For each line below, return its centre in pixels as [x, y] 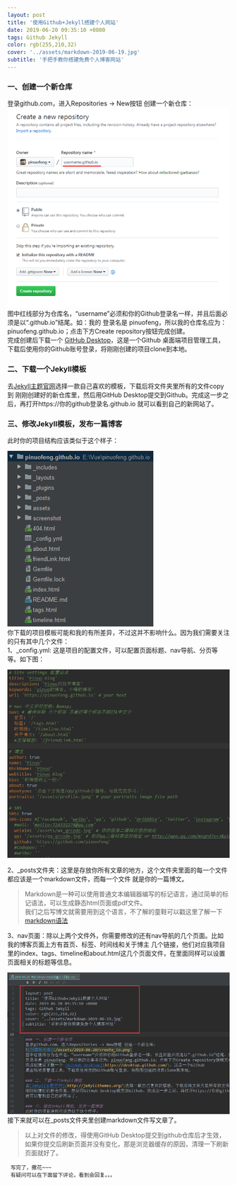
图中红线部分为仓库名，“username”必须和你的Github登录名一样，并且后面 [115, 314]
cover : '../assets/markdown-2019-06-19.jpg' [74, 52]
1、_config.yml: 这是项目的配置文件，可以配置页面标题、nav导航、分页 [110, 650]
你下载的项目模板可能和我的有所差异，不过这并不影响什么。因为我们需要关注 [119, 632]
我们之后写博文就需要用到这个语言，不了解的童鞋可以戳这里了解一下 [123, 912]
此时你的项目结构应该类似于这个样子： [63, 440]
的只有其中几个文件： [38, 641]
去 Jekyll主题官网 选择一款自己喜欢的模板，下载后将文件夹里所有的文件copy [116, 386]
